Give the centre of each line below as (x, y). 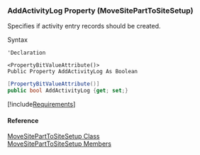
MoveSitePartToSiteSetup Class (54, 137)
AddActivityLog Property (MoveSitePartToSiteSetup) (100, 11)
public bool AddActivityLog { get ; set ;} (68, 91)
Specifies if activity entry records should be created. (84, 26)
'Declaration (27, 53)
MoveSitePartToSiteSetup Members (60, 144)
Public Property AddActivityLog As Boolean (73, 72)
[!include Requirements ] (41, 105)
